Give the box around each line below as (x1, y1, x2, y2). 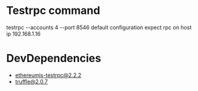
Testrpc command (6, 4, 101, 18)
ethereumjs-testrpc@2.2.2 (15, 71, 82, 79)
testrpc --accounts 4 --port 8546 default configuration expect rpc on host (6, 24, 192, 31)
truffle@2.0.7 (15, 78, 48, 85)
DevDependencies (6, 52, 102, 66)
